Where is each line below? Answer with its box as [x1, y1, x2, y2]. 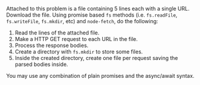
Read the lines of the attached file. [14, 29, 100, 36]
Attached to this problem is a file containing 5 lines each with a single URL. [6, 5, 190, 12]
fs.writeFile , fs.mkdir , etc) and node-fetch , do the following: [6, 18, 158, 24]
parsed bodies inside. [14, 61, 69, 68]
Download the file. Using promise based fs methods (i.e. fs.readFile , [6, 11, 178, 18]
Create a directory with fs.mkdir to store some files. [14, 48, 143, 55]
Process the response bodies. [14, 42, 88, 49]
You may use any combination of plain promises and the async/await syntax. [6, 73, 195, 79]
